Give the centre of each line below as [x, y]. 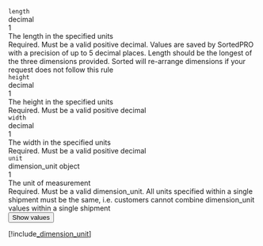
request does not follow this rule [61, 70]
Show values [31, 218]
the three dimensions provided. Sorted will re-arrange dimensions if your [127, 61]
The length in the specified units [61, 36]
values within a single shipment [59, 208]
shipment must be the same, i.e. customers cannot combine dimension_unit [131, 200]
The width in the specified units [59, 142]
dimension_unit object [44, 166]
